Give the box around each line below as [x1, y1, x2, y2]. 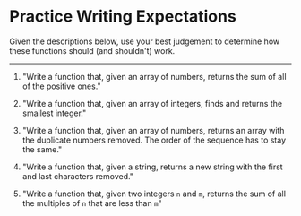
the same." [21, 143, 63, 154]
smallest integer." [21, 108, 87, 118]
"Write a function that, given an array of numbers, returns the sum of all [21, 71, 287, 82]
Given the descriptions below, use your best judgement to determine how [9, 36, 280, 47]
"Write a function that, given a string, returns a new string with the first [21, 161, 284, 172]
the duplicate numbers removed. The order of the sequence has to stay [21, 134, 287, 145]
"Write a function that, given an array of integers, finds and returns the [21, 98, 283, 108]
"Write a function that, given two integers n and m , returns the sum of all [21, 188, 287, 199]
